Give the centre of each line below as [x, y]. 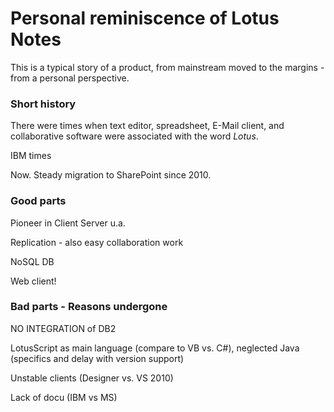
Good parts [38, 201]
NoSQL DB [32, 261]
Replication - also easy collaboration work [97, 242]
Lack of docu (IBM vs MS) [64, 397]
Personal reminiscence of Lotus [145, 18]
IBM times [31, 156]
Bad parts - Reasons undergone [89, 307]
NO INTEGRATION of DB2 [63, 328]
